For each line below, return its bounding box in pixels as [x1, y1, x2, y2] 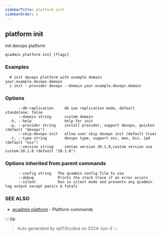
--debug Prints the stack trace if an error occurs [18, 175, 148, 180]
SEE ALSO [5, 195, 30, 202]
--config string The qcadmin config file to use [18, 171, 124, 176]
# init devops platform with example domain [9, 74, 102, 80]
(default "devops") [5, 127, 45, 132]
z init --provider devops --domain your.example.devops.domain [9, 83, 141, 88]
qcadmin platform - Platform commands [12, 206, 93, 212]
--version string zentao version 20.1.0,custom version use [18, 144, 153, 149]
